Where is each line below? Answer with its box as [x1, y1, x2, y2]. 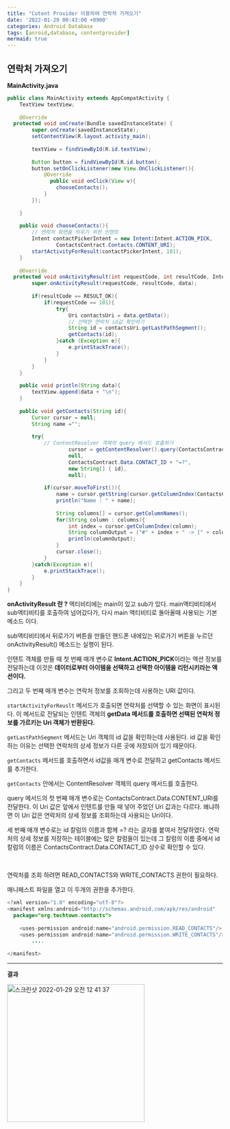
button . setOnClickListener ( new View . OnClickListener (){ [31, 165, 194, 172]
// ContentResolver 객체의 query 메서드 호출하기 [43, 440, 174, 447]
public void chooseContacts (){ [19, 223, 109, 230]
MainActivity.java [7, 81, 59, 89]
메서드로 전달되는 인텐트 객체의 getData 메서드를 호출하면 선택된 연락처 [23, 710, 214, 718]
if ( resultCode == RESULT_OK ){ [31, 293, 118, 300]
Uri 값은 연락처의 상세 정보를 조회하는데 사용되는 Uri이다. [21, 812, 173, 820]
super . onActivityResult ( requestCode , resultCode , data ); [31, 280, 197, 287]
